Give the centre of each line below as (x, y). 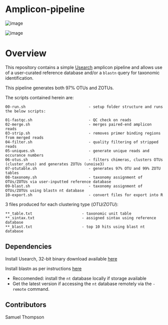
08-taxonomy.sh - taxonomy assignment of (74, 177)
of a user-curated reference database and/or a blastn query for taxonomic (82, 73)
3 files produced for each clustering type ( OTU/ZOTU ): (62, 204)
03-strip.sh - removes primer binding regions (83, 133)
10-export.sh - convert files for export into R (84, 195)
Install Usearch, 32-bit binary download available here (61, 258)
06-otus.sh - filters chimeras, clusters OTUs (84, 160)
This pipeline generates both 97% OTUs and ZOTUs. (60, 88)
